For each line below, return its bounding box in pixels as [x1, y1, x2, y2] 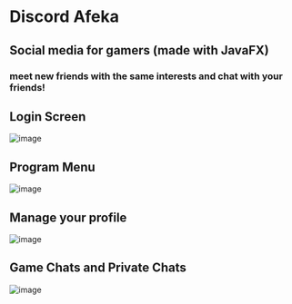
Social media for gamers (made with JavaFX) [9, 43, 270, 58]
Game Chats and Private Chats [9, 260, 186, 276]
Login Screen [9, 109, 86, 124]
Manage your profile [9, 210, 127, 225]
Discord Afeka [9, 6, 120, 27]
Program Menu [9, 159, 96, 174]
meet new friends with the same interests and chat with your [9, 70, 284, 83]
